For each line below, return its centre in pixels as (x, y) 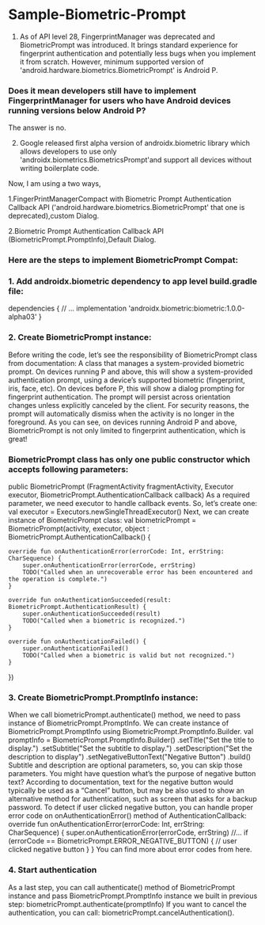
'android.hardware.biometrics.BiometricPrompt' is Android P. (119, 70)
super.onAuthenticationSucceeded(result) (91, 614)
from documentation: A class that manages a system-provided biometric (127, 363)
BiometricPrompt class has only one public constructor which (129, 459)
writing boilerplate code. (59, 169)
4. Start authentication (53, 870)
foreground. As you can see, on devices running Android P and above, (123, 422)
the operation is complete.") (58, 580)
